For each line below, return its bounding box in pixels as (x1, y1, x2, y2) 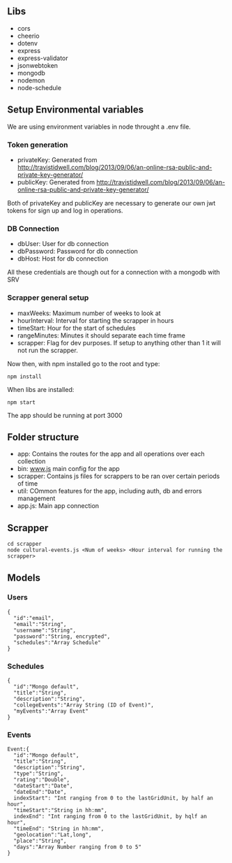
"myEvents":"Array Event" (13, 708, 89, 715)
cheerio (17, 31, 40, 40)
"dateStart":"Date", (13, 783, 73, 790)
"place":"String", (13, 838, 68, 845)
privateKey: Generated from (17, 155, 98, 164)
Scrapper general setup (7, 293, 89, 303)
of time (17, 479, 38, 488)
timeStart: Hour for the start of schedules (17, 324, 136, 332)
